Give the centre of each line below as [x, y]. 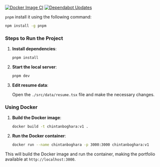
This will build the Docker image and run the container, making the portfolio [80, 154]
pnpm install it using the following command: [48, 17]
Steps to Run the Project [34, 38]
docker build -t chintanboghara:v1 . [50, 127]
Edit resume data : [30, 85]
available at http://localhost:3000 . [40, 159]
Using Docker [21, 107]
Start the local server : [34, 67]
